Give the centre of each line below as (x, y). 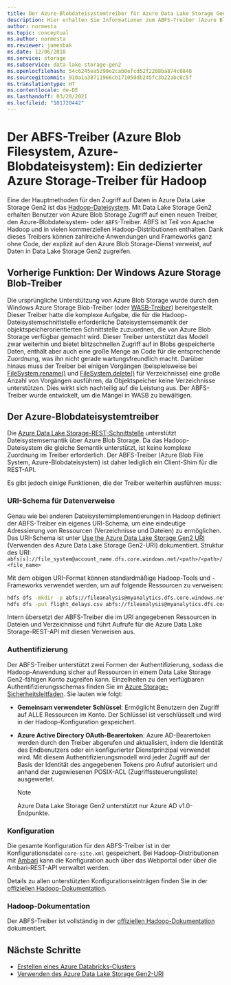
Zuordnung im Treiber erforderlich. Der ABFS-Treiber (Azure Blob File (106, 455)
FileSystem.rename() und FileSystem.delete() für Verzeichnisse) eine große (114, 373)
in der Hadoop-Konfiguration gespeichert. (76, 722)
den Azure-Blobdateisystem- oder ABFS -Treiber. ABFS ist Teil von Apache (111, 221)
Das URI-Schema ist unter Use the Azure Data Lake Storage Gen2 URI (106, 538)
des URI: (19, 552)
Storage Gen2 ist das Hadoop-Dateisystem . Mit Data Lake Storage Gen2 (109, 207)
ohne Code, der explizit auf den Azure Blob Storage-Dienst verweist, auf (110, 243)
